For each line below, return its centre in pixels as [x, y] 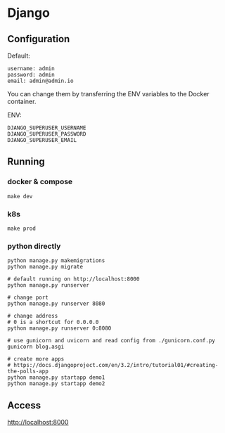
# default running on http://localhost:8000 [73, 279]
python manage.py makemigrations [56, 261]
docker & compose [40, 182]
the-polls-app [28, 371]
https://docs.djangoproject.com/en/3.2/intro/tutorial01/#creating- [116, 366]
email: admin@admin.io [40, 81]
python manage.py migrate [45, 267]
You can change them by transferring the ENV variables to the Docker [108, 94]
